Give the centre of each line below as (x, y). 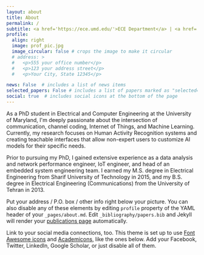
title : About (23, 18)
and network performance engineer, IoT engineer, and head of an (88, 164)
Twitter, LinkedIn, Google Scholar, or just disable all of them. (81, 245)
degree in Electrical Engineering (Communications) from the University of (98, 183)
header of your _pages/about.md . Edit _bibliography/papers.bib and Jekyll (99, 214)
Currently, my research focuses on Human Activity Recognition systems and (102, 133)
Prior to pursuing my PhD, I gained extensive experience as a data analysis (100, 157)
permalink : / (23, 23)
